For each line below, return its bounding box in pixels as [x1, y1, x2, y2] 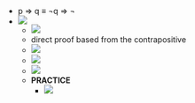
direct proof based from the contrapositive [30, 34, 187, 45]
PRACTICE [30, 75, 71, 85]
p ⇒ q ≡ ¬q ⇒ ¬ [17, 6, 75, 16]
